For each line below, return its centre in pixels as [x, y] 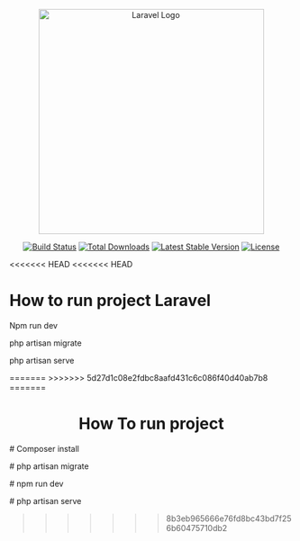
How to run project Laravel [110, 301]
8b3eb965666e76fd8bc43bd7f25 [229, 518]
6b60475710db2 [197, 527]
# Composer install [44, 448]
